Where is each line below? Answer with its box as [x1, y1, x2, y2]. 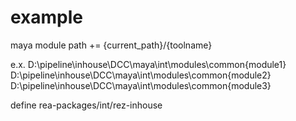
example [10, 6, 84, 29]
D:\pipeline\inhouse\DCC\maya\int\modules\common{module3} [10, 79, 272, 91]
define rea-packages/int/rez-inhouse [10, 99, 163, 111]
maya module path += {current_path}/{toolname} [10, 39, 213, 51]
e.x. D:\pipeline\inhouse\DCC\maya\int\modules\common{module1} [10, 58, 287, 70]
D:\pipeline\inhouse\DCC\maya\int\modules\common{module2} [10, 69, 272, 81]
